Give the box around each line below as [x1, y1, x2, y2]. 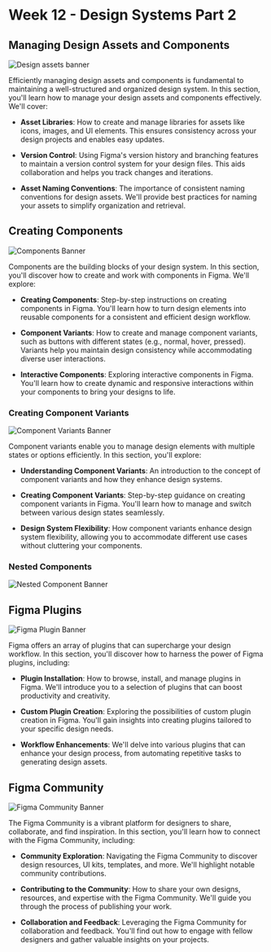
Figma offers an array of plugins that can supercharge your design [8, 641, 231, 651]
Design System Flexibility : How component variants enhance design [20, 524, 252, 533]
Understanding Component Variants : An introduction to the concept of [20, 466, 261, 476]
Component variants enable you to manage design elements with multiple [8, 441, 256, 451]
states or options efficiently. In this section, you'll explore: [8, 450, 202, 460]
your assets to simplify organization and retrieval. [20, 201, 186, 210]
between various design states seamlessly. [20, 507, 165, 518]
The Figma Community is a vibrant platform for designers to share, [8, 818, 232, 828]
